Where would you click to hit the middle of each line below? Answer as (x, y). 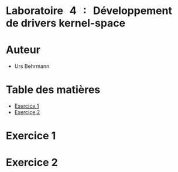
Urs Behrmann (32, 66)
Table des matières (53, 90)
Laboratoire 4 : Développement (89, 11)
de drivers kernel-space (66, 23)
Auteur (23, 50)
